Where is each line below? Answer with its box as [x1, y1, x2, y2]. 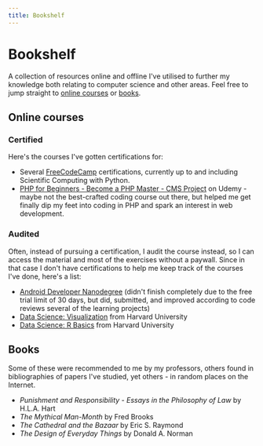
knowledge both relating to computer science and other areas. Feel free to [8, 79, 249, 89]
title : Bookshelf [8, 11, 65, 20]
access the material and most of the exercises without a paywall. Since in [8, 254, 246, 264]
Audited [8, 228, 40, 239]
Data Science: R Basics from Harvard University [19, 320, 174, 330]
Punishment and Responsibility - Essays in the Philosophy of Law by [19, 396, 242, 405]
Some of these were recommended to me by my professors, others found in [8, 364, 254, 373]
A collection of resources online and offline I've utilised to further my [8, 71, 230, 81]
